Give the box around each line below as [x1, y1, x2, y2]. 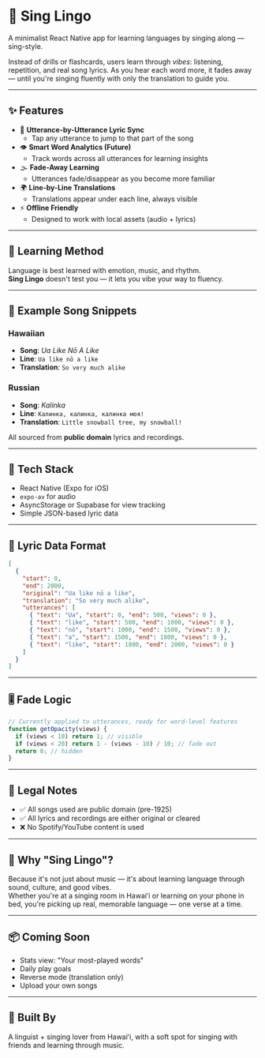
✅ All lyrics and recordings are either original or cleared [19, 813, 201, 824]
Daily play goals [19, 963, 72, 974]
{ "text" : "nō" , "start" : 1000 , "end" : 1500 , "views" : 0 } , [28, 626, 231, 634]
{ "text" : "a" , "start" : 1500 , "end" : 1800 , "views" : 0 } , [28, 633, 228, 641]
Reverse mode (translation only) [19, 972, 124, 981]
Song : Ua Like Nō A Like [19, 346, 99, 355]
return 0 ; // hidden [15, 747, 83, 755]
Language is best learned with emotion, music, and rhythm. [8, 265, 201, 275]
